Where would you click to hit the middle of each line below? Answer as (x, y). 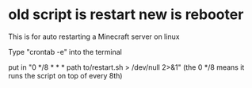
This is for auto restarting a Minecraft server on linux (94, 36)
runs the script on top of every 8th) (65, 75)
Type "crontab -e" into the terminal (65, 52)
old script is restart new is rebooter (126, 15)
